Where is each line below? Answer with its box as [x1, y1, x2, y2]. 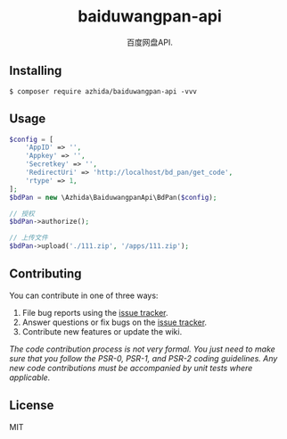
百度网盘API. [126, 37, 174, 47]
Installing [9, 63, 62, 79]
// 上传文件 [9, 234, 49, 243]
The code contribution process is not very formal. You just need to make [9, 344, 276, 354]
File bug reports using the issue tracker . [21, 307, 168, 318]
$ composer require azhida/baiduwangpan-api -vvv [9, 87, 198, 95]
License [9, 398, 54, 413]
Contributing [9, 266, 82, 282]
